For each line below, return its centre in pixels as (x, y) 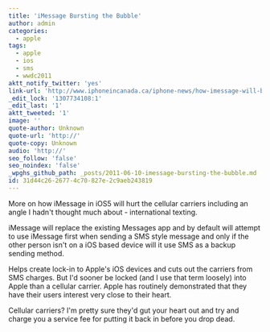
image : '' (25, 121)
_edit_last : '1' (35, 106)
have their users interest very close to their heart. (90, 294)
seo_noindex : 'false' (45, 166)
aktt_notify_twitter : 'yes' (55, 83)
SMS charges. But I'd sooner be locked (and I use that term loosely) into (127, 277)
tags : (17, 46)
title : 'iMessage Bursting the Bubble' (75, 16)
